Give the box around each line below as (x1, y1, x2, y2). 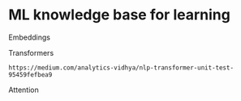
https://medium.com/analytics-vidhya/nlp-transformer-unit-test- (8, 63, 234, 72)
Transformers (8, 48, 54, 57)
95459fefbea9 (8, 70, 53, 78)
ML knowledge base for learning (8, 6, 231, 24)
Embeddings (8, 32, 51, 42)
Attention (8, 85, 39, 95)
